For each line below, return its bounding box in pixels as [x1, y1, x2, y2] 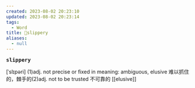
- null [11, 41, 27, 47]
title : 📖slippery [6, 30, 48, 36]
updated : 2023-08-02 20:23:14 [6, 14, 80, 20]
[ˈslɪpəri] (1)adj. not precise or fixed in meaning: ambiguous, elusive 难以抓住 [6, 68, 190, 75]
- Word [11, 24, 27, 31]
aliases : [6, 35, 27, 41]
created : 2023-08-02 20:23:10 [6, 8, 80, 14]
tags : [6, 19, 19, 25]
